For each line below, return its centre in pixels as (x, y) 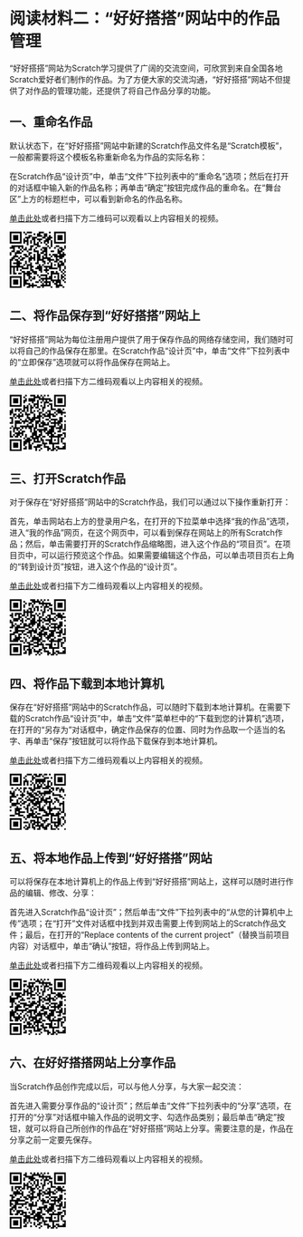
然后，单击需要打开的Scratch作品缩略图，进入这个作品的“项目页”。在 (154, 544)
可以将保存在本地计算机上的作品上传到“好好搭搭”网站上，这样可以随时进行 (148, 881)
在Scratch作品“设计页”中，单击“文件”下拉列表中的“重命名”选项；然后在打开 (149, 176)
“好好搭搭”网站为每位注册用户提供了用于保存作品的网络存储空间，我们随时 (148, 339)
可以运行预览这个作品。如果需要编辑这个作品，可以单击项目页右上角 (167, 556)
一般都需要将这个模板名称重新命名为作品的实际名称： (109, 157)
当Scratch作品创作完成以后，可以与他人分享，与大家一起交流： (127, 1086)
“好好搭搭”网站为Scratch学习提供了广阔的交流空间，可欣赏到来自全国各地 (146, 68)
